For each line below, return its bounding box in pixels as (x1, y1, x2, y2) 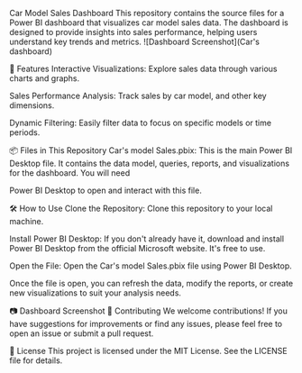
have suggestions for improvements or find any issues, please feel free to (9, 319, 282, 329)
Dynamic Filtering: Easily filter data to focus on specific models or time (9, 117, 272, 128)
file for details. (9, 355, 63, 366)
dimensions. (9, 100, 55, 111)
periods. (9, 127, 41, 138)
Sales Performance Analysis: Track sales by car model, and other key (9, 90, 268, 101)
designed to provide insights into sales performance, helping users (9, 27, 258, 37)
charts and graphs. (9, 73, 80, 84)
